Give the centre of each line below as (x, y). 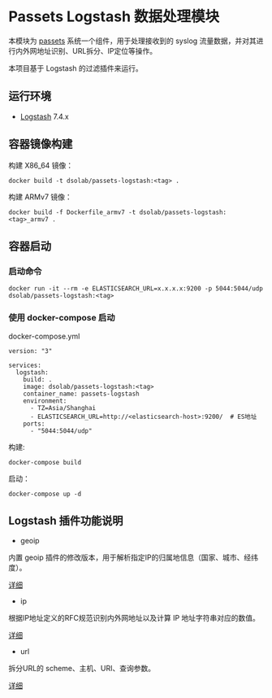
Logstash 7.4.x (44, 116)
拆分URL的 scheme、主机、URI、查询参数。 (82, 669)
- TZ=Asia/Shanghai (63, 408)
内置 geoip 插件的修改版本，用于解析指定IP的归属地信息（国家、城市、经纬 (133, 557)
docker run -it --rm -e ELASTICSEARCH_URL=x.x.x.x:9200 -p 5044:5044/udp (136, 289)
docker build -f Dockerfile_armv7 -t (72, 212)
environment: (45, 401)
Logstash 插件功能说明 (66, 520)
